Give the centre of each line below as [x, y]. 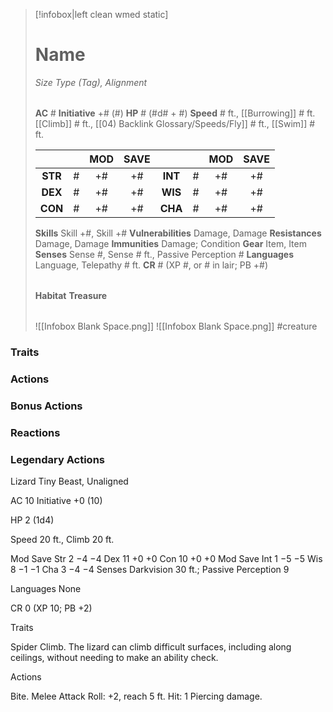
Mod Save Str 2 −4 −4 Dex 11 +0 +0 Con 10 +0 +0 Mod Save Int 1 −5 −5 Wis [166, 558]
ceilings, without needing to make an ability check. [114, 657]
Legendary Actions [57, 459]
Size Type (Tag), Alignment [91, 82]
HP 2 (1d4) [32, 520]
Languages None [46, 588]
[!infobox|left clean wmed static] [101, 14]
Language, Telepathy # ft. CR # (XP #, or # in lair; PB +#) [151, 265]
